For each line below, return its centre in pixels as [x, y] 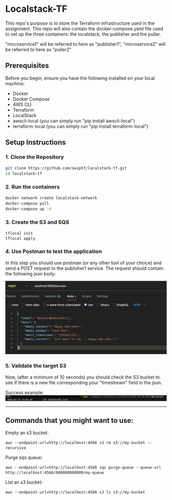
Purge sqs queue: [24, 457]
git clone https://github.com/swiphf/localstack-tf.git [66, 168]
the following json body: [31, 273]
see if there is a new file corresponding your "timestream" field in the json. [84, 382]
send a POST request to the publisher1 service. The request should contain [84, 268]
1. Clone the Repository [35, 157]
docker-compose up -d [28, 209]
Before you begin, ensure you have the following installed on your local [80, 78]
